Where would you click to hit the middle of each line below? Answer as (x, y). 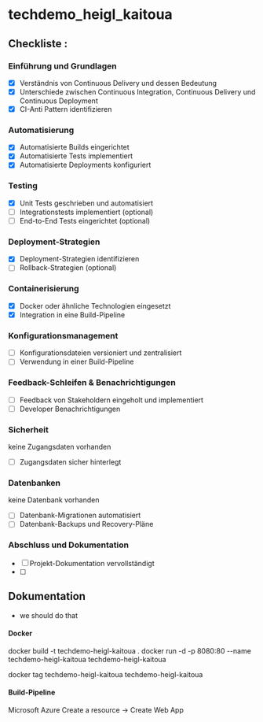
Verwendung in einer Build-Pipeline (77, 362)
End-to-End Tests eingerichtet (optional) (85, 220)
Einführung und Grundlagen (63, 66)
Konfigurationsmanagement (63, 335)
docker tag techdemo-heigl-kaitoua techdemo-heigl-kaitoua (106, 674)
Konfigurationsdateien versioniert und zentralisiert (100, 353)
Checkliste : (38, 44)
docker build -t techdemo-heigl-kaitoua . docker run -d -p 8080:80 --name (130, 650)
